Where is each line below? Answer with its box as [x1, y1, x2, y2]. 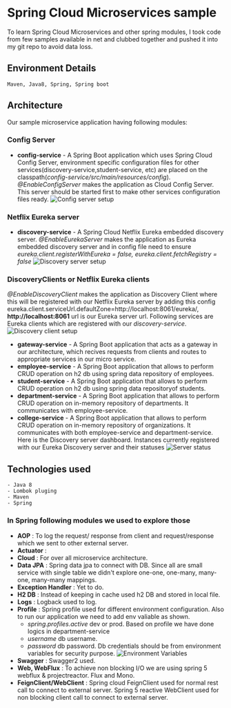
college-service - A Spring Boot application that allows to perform [17, 413, 207, 422]
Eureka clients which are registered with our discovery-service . [7, 319, 187, 328]
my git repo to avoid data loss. [7, 42, 93, 50]
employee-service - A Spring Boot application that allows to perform [17, 362, 214, 371]
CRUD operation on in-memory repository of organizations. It [17, 421, 191, 429]
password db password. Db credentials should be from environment [27, 642, 221, 650]
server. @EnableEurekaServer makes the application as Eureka [17, 235, 197, 243]
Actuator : [17, 546, 47, 555]
